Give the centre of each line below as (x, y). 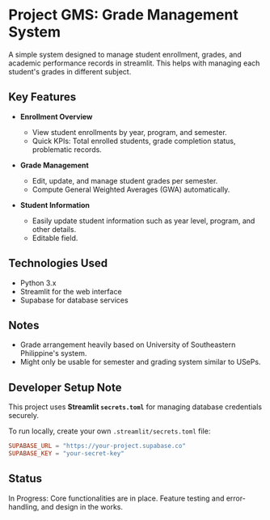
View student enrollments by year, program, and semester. (130, 132)
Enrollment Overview (56, 116)
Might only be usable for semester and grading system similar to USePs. (140, 362)
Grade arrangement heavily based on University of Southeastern (128, 345)
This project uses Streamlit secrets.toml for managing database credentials (135, 407)
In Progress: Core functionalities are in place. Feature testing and (116, 498)
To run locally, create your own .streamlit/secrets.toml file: (110, 431)
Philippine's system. (53, 353)
